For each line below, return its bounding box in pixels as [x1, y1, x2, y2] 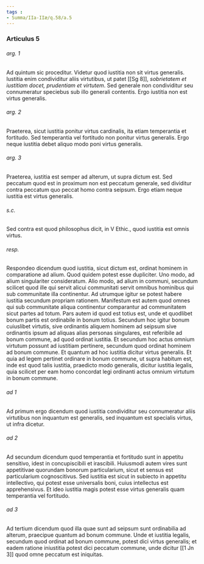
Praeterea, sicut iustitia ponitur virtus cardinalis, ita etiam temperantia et [6, 127, 187, 135]
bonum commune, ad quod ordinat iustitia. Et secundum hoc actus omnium [6, 336, 195, 343]
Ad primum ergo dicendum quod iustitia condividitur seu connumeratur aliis [6, 407, 196, 415]
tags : [6, 9, 23, 15]
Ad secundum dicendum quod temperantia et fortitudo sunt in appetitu [6, 453, 184, 460]
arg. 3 [6, 154, 21, 161]
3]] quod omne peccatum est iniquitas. [6, 551, 104, 558]
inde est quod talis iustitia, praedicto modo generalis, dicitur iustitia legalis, [6, 362, 194, 369]
